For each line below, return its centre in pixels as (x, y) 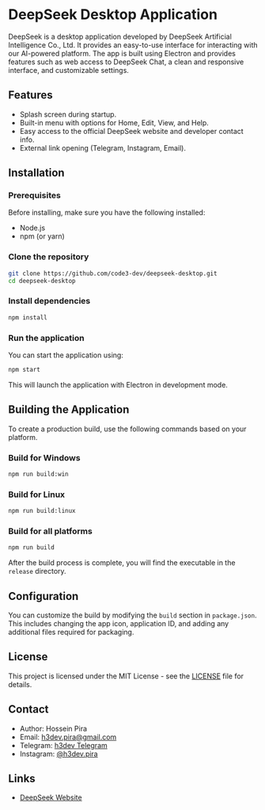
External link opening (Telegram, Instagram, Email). (103, 147)
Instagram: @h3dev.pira (59, 754)
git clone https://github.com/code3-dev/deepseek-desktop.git (113, 273)
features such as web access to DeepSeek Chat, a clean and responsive (126, 62)
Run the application (46, 338)
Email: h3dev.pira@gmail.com (68, 737)
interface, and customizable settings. (68, 70)
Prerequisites (34, 196)
